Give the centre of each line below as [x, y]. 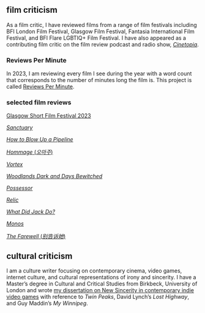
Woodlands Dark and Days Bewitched [54, 176]
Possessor [20, 188]
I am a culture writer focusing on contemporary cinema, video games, [94, 271]
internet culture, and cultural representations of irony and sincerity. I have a [101, 277]
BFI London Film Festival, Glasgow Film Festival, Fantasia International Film [100, 31]
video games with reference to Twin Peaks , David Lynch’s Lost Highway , [98, 297]
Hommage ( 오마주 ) [30, 152]
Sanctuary [20, 127]
